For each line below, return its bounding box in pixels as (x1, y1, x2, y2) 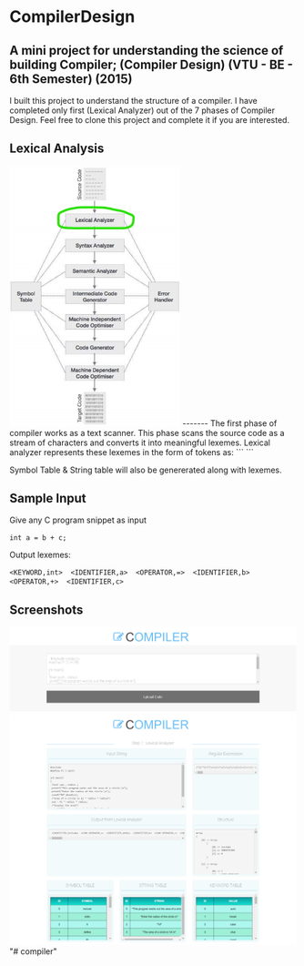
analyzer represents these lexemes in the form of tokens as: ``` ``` (9, 446, 254, 457)
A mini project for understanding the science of (9, 43, 284, 58)
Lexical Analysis (9, 141, 105, 157)
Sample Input (9, 490, 86, 506)
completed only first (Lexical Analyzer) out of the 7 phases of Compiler (9, 105, 276, 116)
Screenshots (9, 602, 84, 617)
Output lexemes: (9, 549, 71, 561)
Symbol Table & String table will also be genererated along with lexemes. (9, 464, 282, 475)
